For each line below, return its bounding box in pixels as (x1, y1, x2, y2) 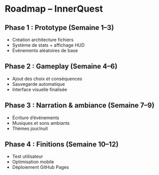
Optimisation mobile (12, 159, 54, 165)
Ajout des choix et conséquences (12, 76, 82, 82)
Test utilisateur (12, 153, 44, 160)
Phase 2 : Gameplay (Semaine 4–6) (5, 62, 118, 71)
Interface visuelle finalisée (12, 86, 68, 92)
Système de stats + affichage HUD (12, 42, 85, 48)
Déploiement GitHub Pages (12, 164, 69, 170)
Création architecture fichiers (12, 37, 74, 43)
